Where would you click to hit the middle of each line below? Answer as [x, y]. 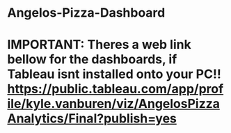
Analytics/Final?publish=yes [92, 119]
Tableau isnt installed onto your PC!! [114, 74]
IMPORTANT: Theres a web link [99, 45]
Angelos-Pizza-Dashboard [86, 13]
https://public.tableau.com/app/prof [115, 89]
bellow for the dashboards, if [92, 60]
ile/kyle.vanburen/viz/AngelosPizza [114, 104]
